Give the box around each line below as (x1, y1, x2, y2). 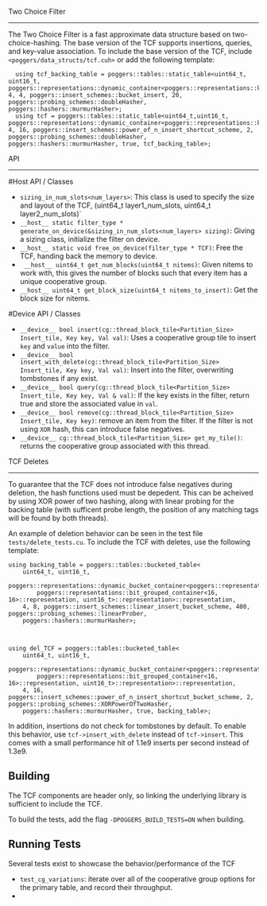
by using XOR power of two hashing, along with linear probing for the (8, 496, 234, 506)
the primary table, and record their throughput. (19, 882, 173, 892)
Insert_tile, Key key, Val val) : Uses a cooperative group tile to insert (19, 333, 257, 342)
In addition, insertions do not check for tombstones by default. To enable (8, 721, 246, 730)
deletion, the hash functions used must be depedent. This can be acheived (8, 488, 253, 497)
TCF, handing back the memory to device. (19, 251, 157, 261)
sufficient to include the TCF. (8, 799, 103, 808)
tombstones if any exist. (19, 374, 99, 383)
